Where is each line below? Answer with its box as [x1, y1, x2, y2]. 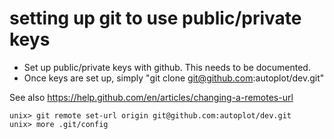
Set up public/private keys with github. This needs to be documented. [23, 61, 311, 73]
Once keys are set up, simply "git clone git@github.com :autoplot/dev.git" [23, 72, 325, 84]
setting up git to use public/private [9, 7, 302, 30]
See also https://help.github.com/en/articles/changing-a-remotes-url [9, 91, 294, 103]
